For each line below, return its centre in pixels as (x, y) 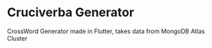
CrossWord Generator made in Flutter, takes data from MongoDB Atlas (106, 31)
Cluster (17, 38)
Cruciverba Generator (71, 13)
